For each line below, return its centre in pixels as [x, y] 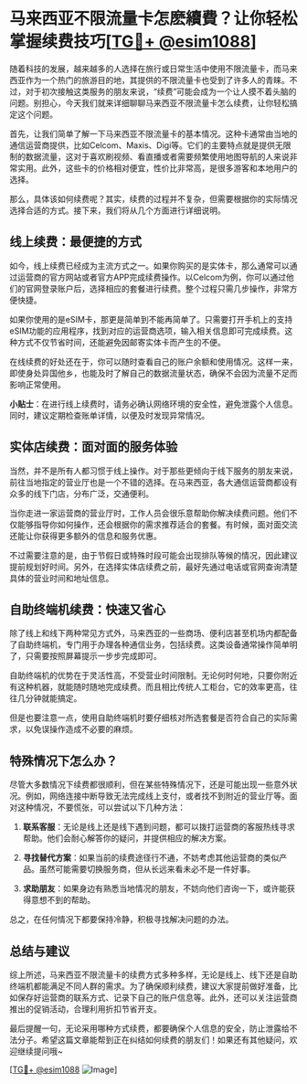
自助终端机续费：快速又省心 [88, 609]
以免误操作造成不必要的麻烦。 [81, 729]
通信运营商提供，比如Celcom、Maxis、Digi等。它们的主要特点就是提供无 [146, 145]
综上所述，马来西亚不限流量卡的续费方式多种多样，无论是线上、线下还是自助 [153, 975]
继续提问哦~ [40, 1051]
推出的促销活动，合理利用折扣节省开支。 [85, 1009]
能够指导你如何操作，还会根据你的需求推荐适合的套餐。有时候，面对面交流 [157, 524]
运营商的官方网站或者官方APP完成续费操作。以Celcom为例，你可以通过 [151, 277]
